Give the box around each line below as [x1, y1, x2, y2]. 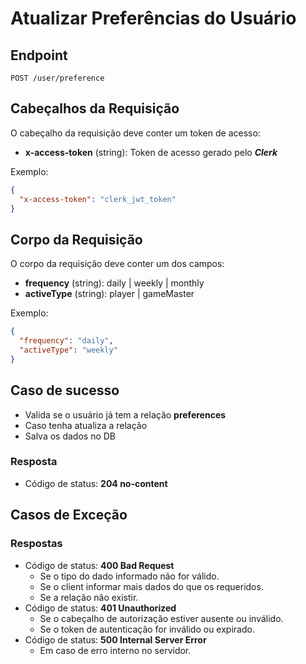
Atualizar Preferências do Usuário [10, 7, 297, 30]
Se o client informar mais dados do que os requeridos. [39, 580, 264, 592]
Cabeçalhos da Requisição [10, 100, 180, 117]
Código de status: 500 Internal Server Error [24, 633, 207, 646]
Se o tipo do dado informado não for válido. [39, 570, 220, 582]
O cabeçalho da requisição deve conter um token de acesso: [10, 127, 261, 139]
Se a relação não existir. [39, 591, 139, 603]
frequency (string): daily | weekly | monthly [24, 277, 205, 289]
